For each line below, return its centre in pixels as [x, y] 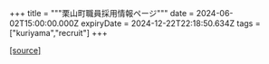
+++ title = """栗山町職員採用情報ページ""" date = [102, 13]
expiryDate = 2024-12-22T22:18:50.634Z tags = [171, 23]
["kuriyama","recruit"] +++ [59, 33]
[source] [25, 50]
